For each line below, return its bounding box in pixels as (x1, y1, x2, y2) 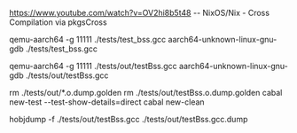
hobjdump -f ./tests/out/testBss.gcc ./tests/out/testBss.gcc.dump (9, 114, 248, 124)
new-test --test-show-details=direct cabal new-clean (9, 97, 206, 107)
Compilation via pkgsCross (9, 17, 108, 27)
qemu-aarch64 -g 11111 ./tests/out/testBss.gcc (9, 61, 177, 71)
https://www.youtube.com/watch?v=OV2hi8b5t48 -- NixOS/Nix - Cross (9, 8, 270, 18)
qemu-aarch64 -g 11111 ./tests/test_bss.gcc (9, 35, 167, 44)
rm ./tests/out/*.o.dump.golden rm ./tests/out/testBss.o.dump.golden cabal (9, 88, 283, 98)
